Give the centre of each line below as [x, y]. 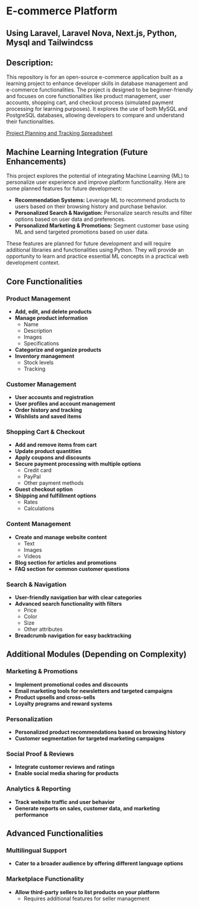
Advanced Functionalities [55, 833]
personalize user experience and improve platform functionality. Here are [96, 182]
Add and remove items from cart [56, 445]
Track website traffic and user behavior [65, 802]
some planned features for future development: [64, 189]
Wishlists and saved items [48, 417]
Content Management [39, 524]
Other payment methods [54, 483]
